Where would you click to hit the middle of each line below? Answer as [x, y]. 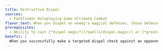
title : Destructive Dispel [32, 9]
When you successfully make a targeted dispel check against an [76, 41]
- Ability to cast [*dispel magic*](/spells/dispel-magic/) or [74, 32]
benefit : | [16, 37]
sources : [14, 14]
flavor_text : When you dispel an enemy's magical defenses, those [73, 23]
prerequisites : [20, 28]
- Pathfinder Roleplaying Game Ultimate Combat [58, 18]
